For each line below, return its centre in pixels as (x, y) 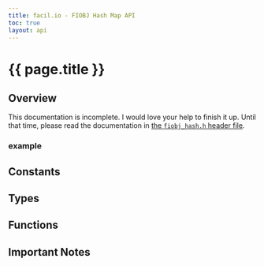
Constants (34, 172)
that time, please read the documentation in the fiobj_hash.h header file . (126, 126)
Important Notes (49, 252)
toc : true (24, 23)
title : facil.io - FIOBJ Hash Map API (72, 15)
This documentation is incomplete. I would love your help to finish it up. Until (132, 117)
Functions (33, 225)
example (25, 146)
